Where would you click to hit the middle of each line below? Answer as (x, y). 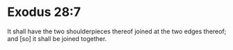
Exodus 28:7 (44, 12)
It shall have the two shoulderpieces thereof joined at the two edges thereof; (117, 31)
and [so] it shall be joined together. (57, 38)
